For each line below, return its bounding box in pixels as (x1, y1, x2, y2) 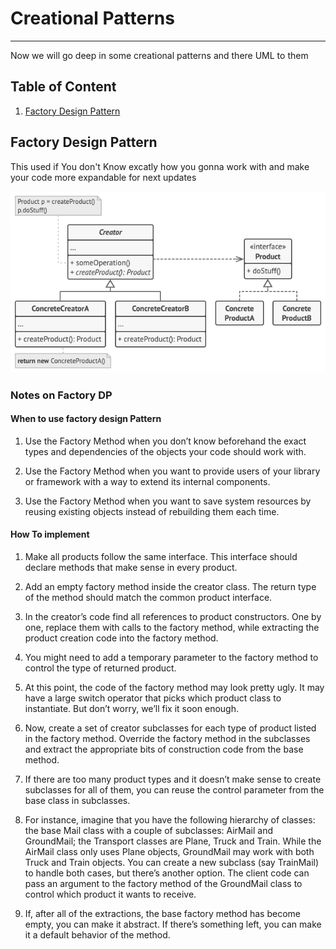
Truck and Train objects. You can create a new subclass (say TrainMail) (24, 857, 320, 869)
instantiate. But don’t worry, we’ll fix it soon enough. (24, 703, 239, 715)
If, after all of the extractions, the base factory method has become (24, 908, 301, 920)
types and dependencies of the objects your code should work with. (24, 445, 307, 457)
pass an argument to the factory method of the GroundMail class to (24, 878, 303, 890)
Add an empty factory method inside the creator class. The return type (24, 581, 317, 593)
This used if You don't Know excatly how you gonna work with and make (10, 160, 310, 172)
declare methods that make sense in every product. (24, 562, 238, 574)
